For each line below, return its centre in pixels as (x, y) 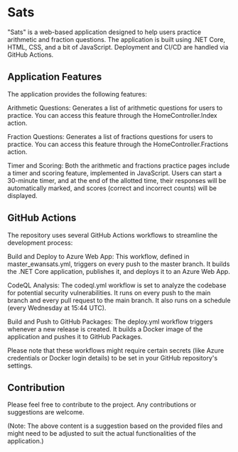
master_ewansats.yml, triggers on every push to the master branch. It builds (119, 264)
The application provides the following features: (77, 94)
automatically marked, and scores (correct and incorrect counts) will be (112, 188)
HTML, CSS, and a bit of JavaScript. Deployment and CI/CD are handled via (118, 47)
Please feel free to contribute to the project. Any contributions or (102, 404)
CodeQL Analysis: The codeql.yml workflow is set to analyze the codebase (117, 285)
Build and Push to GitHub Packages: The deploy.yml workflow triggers (110, 321)
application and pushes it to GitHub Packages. (75, 336)
